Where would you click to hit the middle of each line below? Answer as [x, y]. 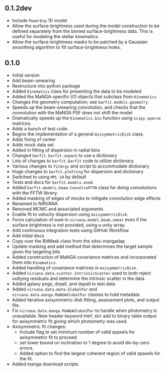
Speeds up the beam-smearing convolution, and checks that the [79, 107]
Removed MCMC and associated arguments [58, 209]
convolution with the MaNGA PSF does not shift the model [72, 112]
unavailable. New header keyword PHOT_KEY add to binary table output [84, 316]
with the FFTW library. [35, 193]
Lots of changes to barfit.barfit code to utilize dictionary [73, 161]
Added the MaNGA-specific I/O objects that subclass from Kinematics [84, 96]
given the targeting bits [36, 252]
